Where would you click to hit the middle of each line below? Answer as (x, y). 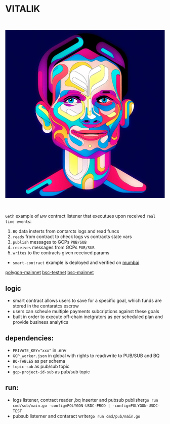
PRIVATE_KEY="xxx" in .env (39, 351)
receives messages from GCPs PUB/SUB (54, 247)
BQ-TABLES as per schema (39, 361)
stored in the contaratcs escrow (46, 306)
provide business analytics (40, 322)
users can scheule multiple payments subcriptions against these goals (86, 312)
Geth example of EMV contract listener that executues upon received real (80, 216)
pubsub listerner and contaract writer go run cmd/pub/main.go (76, 416)
